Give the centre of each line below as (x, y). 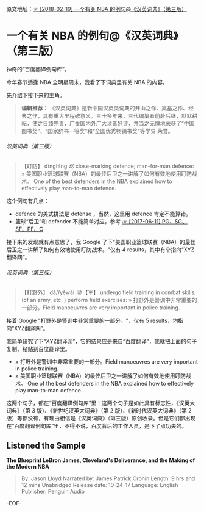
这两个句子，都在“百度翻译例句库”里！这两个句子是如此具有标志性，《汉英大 (101, 403)
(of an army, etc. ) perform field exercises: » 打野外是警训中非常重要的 (109, 300)
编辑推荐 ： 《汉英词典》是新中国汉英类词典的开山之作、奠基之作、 (105, 108)
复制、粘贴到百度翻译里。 (38, 349)
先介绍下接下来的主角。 (36, 95)
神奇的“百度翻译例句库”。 (38, 69)
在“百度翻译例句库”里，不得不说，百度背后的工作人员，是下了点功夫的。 (97, 426)
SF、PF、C (29, 229)
